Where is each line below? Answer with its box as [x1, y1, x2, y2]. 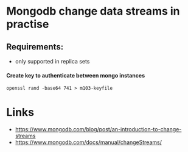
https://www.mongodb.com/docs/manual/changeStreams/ [15, 139, 162, 146]
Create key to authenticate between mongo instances [6, 71, 145, 79]
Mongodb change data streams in [6, 4, 181, 18]
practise [6, 17, 49, 31]
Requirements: [6, 42, 64, 52]
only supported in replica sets [15, 58, 90, 65]
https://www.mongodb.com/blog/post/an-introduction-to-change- [15, 126, 182, 133]
